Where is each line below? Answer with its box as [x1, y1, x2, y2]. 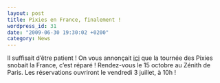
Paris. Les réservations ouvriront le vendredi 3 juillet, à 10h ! [7, 69, 177, 77]
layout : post [7, 10, 45, 17]
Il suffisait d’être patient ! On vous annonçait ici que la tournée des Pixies [7, 54, 213, 62]
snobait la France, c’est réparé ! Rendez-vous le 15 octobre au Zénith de [7, 61, 211, 69]
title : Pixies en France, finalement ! [7, 16, 122, 23]
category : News [7, 35, 51, 42]
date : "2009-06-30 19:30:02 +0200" [7, 29, 109, 36]
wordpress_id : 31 [7, 22, 57, 29]
